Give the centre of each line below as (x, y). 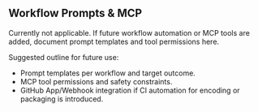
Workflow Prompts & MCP (75, 13)
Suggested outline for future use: (64, 57)
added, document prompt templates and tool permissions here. (114, 41)
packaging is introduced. (62, 99)
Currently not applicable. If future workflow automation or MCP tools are (129, 32)
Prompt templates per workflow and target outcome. (108, 73)
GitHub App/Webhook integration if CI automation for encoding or (130, 90)
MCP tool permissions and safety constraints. (96, 81)
